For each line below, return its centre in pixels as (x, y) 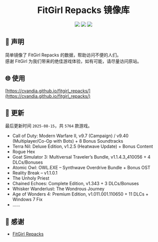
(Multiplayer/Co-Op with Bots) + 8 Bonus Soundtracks (68, 141)
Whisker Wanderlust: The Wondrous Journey (58, 189)
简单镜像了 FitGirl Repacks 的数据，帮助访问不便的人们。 (63, 55)
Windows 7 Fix (27, 200)
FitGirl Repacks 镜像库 (83, 10)
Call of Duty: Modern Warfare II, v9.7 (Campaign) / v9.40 (70, 136)
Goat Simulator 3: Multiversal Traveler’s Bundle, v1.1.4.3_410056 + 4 (81, 157)
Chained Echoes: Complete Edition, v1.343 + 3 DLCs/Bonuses (76, 184)
